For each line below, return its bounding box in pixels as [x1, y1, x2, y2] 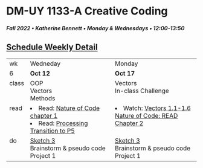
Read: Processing [38, 119, 88, 128]
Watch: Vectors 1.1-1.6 [123, 104, 192, 112]
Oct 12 [30, 69, 50, 77]
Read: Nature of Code [38, 104, 100, 112]
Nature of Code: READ [114, 111, 178, 120]
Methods [30, 94, 56, 102]
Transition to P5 [30, 126, 76, 135]
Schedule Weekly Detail [6, 42, 98, 53]
